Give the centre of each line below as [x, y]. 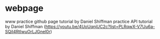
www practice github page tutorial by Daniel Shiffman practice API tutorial [79, 21]
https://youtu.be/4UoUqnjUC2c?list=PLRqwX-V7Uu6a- [100, 26]
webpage [24, 8]
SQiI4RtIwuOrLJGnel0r [28, 31]
